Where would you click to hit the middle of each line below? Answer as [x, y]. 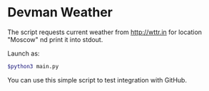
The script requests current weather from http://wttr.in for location [104, 32]
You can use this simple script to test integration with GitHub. [97, 80]
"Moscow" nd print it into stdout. [55, 39]
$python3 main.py [33, 66]
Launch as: [24, 53]
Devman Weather [60, 12]
